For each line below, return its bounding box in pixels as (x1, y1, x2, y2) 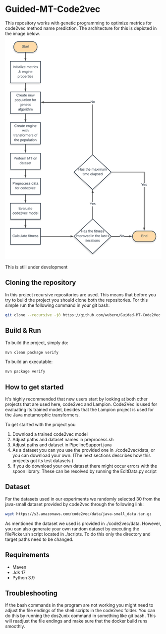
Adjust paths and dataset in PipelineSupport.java (12, 442, 112, 448)
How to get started (5, 382, 64, 391)
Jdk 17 (12, 569, 26, 575)
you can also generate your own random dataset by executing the (5, 525, 140, 531)
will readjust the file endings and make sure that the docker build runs (5, 618, 148, 624)
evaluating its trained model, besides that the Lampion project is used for (5, 407, 154, 413)
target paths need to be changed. (5, 536, 73, 542)
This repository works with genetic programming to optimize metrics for (5, 20, 152, 26)
